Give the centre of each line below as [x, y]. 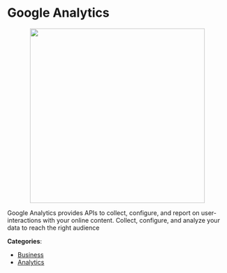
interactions [24, 220]
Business [30, 254]
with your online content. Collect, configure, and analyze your [131, 220]
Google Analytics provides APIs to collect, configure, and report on [104, 213]
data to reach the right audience [53, 228]
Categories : [25, 241]
